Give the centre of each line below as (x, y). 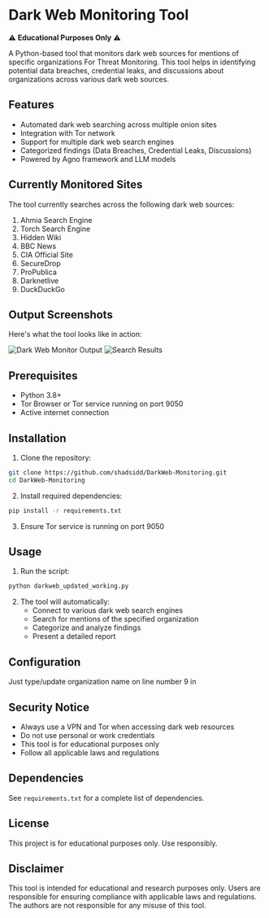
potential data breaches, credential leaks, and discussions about (116, 70)
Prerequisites (43, 376)
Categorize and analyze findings (87, 627)
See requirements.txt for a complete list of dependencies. (106, 798)
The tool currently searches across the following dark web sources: (121, 204)
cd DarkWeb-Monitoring (47, 480)
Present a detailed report (74, 636)
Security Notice (49, 707)
